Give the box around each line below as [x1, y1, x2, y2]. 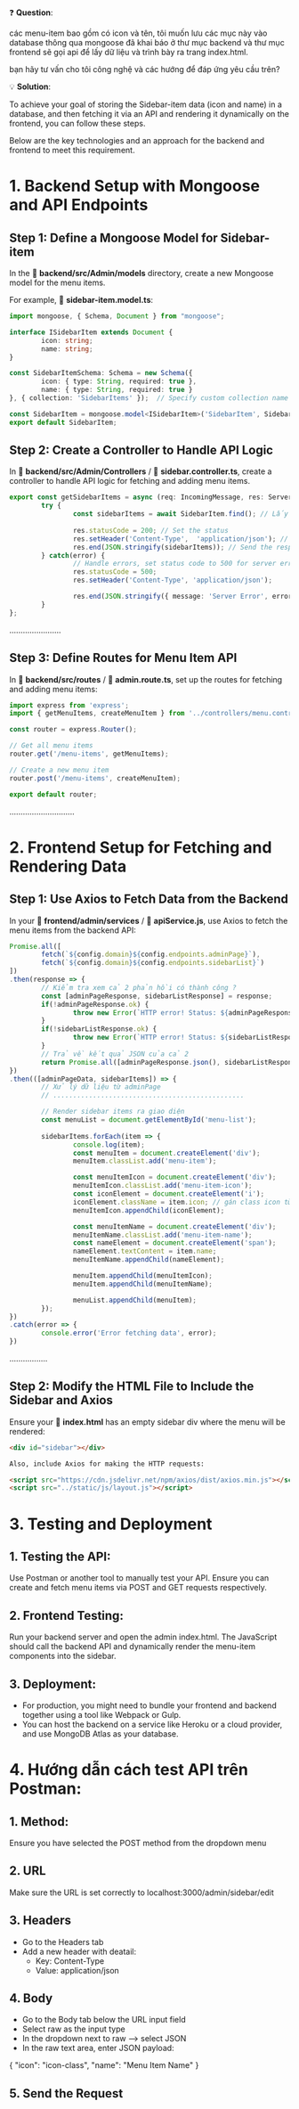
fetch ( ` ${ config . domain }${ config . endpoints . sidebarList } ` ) [41, 959, 265, 968]
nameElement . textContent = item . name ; [72, 1247, 217, 1256]
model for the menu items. [9, 277, 106, 288]
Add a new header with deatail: [21, 1946, 136, 1957]
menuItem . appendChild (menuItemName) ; [72, 1279, 214, 1288]
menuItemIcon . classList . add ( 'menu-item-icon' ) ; [72, 1181, 253, 1190]
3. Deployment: [9, 1676, 96, 1691]
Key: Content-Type [35, 1955, 105, 1966]
